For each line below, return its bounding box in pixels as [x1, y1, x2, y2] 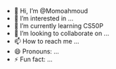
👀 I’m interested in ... [13, 14, 74, 23]
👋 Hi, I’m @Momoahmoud [13, 7, 89, 15]
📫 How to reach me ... [13, 37, 79, 45]
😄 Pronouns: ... [13, 47, 60, 56]
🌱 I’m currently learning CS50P [13, 22, 104, 30]
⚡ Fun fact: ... [13, 55, 53, 63]
